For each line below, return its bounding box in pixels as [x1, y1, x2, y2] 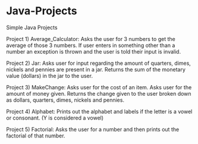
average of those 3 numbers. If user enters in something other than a [6, 42, 175, 49]
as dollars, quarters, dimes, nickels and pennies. [6, 96, 125, 104]
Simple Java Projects [6, 24, 58, 31]
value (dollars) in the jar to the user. [6, 72, 93, 79]
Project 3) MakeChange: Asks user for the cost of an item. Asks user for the [6, 83, 192, 90]
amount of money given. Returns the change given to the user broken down [6, 90, 191, 97]
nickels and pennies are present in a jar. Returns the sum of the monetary [6, 65, 186, 73]
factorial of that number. [6, 132, 65, 139]
